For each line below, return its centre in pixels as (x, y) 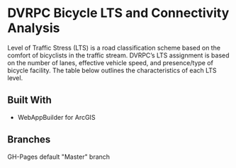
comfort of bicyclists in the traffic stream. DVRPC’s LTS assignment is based (118, 55)
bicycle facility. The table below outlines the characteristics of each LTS (112, 70)
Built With (29, 100)
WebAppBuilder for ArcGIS (56, 117)
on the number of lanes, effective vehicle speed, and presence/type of (111, 62)
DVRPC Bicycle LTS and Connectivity (118, 13)
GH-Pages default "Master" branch (59, 157)
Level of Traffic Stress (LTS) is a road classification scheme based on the (114, 47)
